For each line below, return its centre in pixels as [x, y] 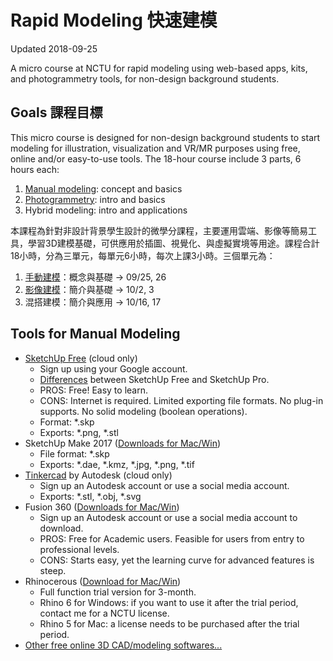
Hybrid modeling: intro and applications [106, 210]
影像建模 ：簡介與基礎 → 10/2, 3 [89, 289]
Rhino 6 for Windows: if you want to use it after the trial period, [169, 602]
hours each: [35, 169]
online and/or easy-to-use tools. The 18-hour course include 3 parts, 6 [156, 158]
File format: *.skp [74, 453]
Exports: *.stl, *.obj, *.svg [90, 496]
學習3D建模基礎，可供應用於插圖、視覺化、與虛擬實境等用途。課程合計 [173, 243]
